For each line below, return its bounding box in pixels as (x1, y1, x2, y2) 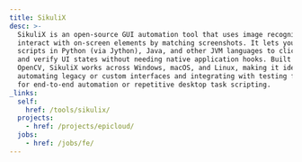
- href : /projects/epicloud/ (25, 122, 135, 131)
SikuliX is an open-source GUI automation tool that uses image (17, 30, 263, 39)
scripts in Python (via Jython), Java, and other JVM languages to (17, 47, 276, 56)
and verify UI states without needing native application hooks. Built (17, 55, 292, 64)
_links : (9, 88, 39, 97)
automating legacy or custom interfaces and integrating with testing (17, 72, 288, 81)
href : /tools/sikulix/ (25, 105, 111, 114)
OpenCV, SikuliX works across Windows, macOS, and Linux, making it (17, 64, 280, 73)
